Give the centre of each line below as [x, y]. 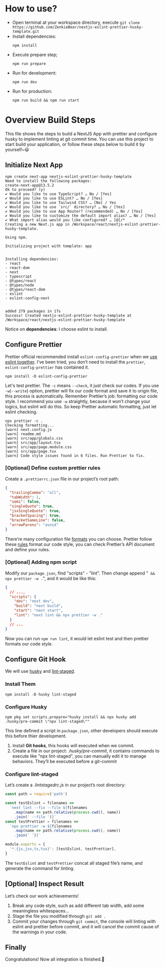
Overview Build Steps [50, 120]
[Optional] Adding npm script [41, 562]
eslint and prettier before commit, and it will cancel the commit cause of [86, 926]
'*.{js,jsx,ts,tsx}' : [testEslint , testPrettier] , [63, 849]
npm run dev [25, 82]
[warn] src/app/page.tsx [31, 451]
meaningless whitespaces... [41, 910]
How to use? [31, 9]
